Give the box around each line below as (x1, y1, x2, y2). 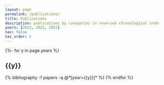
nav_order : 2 (5, 34, 32, 39)
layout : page (5, 7, 32, 12)
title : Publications (5, 16, 47, 21)
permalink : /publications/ (5, 12, 60, 17)
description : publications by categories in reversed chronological (5, 20, 147, 26)
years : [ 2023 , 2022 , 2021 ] (5, 25, 60, 30)
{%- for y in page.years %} (5, 47, 60, 53)
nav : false (5, 30, 27, 34)
